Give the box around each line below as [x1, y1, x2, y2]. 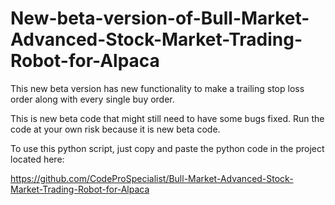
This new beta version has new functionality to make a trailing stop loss [10, 82, 305, 94]
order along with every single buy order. [10, 93, 175, 105]
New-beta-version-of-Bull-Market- [10, 7, 310, 30]
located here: [10, 153, 65, 165]
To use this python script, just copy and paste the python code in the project [10, 142, 325, 154]
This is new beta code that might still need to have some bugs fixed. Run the [10, 112, 325, 124]
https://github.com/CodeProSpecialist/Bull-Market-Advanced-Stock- [10, 172, 294, 184]
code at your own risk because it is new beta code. [10, 123, 221, 135]
